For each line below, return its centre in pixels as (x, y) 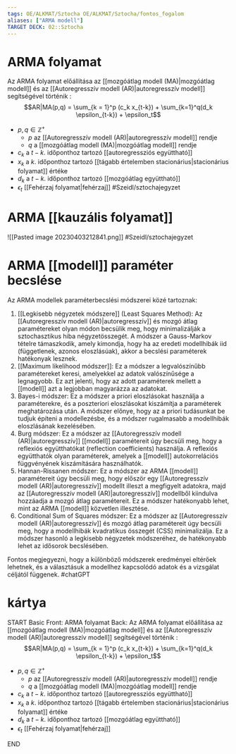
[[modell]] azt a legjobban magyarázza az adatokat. (92, 389)
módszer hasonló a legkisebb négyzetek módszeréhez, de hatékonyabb (122, 538)
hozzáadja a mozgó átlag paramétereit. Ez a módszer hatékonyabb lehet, (123, 501)
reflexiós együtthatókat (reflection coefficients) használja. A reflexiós (118, 449)
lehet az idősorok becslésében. (63, 546)
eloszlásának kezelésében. (57, 426)
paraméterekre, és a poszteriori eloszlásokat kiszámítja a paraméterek (119, 404)
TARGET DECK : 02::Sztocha (45, 27)
